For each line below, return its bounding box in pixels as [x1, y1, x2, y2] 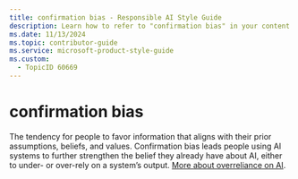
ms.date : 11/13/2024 [9, 30, 87, 38]
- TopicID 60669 [17, 64, 78, 72]
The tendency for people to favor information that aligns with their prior [9, 131, 272, 141]
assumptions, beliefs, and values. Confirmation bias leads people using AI [9, 141, 282, 151]
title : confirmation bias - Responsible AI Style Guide [9, 13, 222, 22]
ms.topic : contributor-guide [9, 38, 118, 47]
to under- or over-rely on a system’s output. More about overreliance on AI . [9, 159, 286, 170]
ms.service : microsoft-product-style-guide [9, 47, 175, 55]
